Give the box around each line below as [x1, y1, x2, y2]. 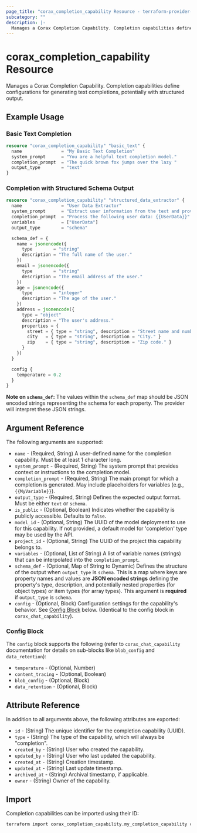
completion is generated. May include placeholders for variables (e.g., [14, 481, 184, 488]
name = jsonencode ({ [16, 241, 67, 247]
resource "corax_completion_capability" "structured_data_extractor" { [6, 198, 185, 204]
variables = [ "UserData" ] [11, 219, 98, 225]
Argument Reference [6, 423, 84, 433]
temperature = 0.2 [16, 372, 62, 378]
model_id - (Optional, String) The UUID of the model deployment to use [14, 519, 186, 526]
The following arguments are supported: [6, 439, 104, 446]
